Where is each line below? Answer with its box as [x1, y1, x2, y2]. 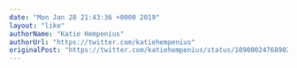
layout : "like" [9, 21, 65, 30]
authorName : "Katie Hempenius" [9, 29, 125, 38]
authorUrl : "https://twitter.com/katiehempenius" [9, 37, 196, 47]
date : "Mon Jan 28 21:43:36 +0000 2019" [9, 12, 161, 22]
